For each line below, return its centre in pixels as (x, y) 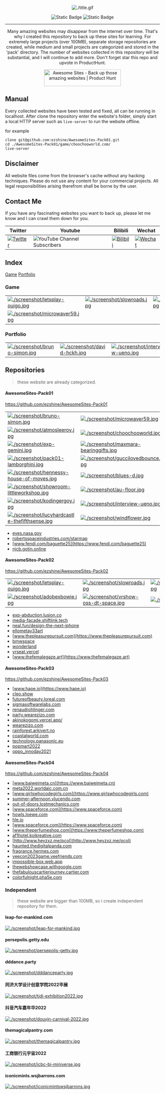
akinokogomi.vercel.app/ (37, 720)
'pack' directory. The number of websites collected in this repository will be (82, 52)
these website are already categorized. (57, 382)
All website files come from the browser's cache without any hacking (75, 175)
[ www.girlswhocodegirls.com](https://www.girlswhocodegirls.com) (80, 794)
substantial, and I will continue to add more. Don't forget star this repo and (82, 57)
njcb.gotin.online (29, 548)
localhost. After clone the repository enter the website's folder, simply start (81, 116)
